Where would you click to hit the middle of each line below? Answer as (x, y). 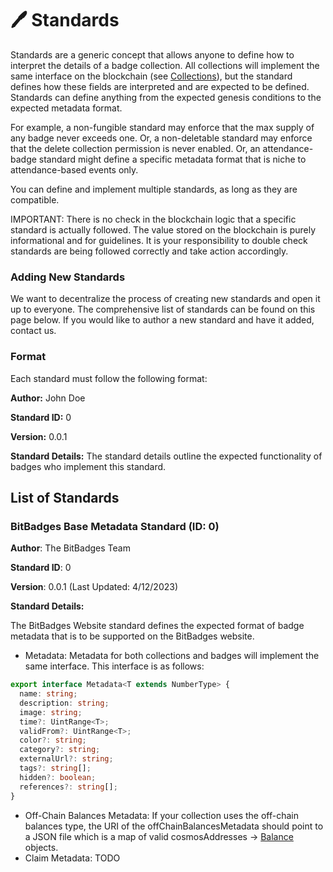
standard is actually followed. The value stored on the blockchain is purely (163, 229)
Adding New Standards (68, 277)
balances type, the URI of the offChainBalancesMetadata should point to (174, 826)
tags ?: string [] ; (55, 768)
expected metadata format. (66, 108)
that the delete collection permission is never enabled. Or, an (135, 148)
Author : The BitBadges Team (70, 548)
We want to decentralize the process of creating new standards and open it (165, 299)
